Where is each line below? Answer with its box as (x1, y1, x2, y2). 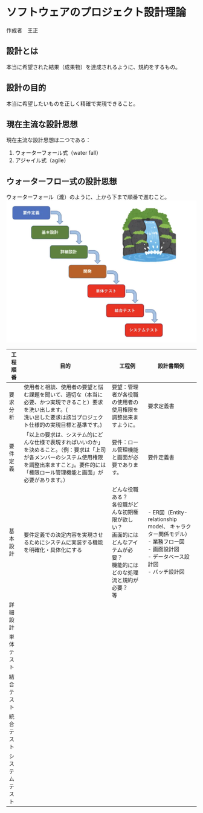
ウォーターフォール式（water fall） (14, 149, 101, 157)
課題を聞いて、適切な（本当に (29, 391, 103, 398)
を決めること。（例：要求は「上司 (24, 445, 106, 453)
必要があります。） (24, 476, 68, 484)
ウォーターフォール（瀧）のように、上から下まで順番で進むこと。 (6, 193, 170, 201)
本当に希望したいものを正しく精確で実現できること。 (6, 100, 139, 107)
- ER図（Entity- (147, 509, 188, 516)
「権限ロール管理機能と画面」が (24, 468, 104, 476)
